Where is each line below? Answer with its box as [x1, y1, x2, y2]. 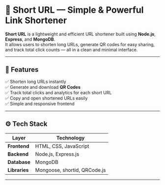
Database [7, 159, 31, 165]
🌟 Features [5, 66, 39, 74]
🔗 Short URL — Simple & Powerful [5, 4, 144, 16]
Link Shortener [5, 15, 67, 26]
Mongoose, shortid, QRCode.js [35, 166, 106, 173]
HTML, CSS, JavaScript [35, 142, 89, 149]
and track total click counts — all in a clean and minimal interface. [5, 47, 138, 53]
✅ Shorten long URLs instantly [5, 79, 66, 84]
